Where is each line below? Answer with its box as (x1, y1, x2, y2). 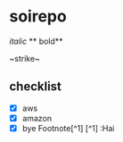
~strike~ (9, 53, 40, 63)
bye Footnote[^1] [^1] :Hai (21, 122, 115, 133)
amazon (21, 113, 52, 123)
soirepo (9, 6, 67, 27)
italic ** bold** (9, 36, 64, 46)
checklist (9, 79, 62, 95)
